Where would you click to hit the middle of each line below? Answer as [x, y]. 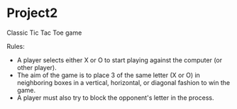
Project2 [32, 13]
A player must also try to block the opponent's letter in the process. [115, 98]
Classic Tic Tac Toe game [44, 33]
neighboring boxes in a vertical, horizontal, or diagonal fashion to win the [123, 82]
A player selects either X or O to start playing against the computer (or [120, 60]
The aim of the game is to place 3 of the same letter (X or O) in [108, 75]
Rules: [16, 46]
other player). [37, 67]
